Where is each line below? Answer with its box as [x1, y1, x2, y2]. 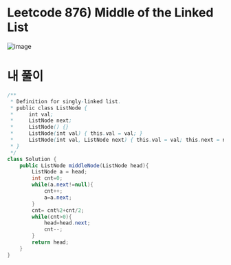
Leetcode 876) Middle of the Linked [7, 5, 214, 21]
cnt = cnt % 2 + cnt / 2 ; [32, 206, 85, 214]
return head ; [32, 239, 69, 246]
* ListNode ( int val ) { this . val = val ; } [10, 130, 143, 137]
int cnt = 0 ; [32, 175, 63, 182]
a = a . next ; [43, 194, 72, 201]
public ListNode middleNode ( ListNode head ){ [19, 162, 149, 169]
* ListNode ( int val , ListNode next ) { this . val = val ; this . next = [10, 136, 220, 143]
